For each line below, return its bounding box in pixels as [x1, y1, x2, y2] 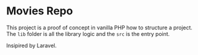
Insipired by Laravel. [6, 42, 57, 49]
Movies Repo [6, 4, 73, 18]
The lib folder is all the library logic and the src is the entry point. [6, 30, 170, 37]
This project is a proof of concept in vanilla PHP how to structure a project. [6, 24, 193, 31]
